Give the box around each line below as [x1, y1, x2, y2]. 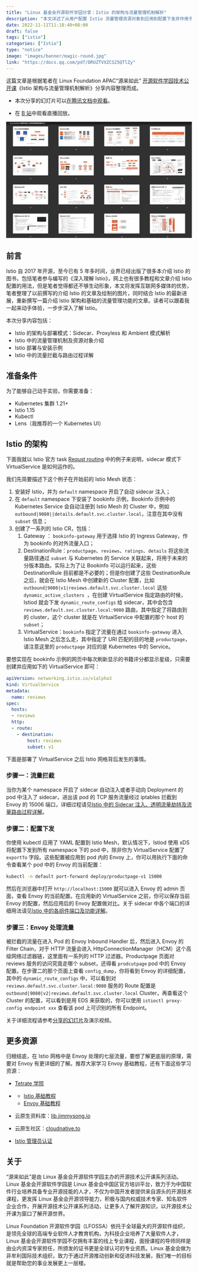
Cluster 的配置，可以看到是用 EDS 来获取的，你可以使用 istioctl [6, 997, 164, 1004]
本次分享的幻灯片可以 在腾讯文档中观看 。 [14, 97, 113, 104]
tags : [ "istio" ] [6, 34, 46, 41]
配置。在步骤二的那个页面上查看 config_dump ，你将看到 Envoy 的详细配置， [6, 967, 189, 975]
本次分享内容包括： [6, 317, 53, 324]
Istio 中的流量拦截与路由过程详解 [14, 352, 94, 359]
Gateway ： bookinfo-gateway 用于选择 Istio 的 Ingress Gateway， [23, 532, 183, 539]
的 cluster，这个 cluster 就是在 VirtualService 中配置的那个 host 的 [23, 614, 184, 621]
